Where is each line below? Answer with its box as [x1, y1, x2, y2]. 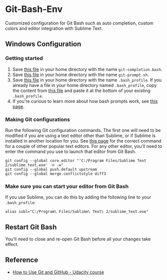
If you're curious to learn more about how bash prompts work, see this [12, 98, 158, 104]
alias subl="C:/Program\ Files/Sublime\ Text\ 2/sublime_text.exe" [5, 209, 149, 214]
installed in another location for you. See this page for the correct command [5, 137, 161, 143]
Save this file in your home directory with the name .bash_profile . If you [12, 76, 162, 83]
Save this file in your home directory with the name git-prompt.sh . [12, 71, 149, 77]
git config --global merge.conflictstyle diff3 [5, 171, 106, 176]
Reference [5, 256, 38, 264]
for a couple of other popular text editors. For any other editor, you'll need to [5, 143, 162, 149]
